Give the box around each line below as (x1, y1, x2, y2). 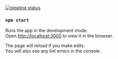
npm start (5, 17, 29, 23)
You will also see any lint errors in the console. (5, 48, 101, 54)
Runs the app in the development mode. (5, 28, 88, 34)
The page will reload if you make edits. (5, 43, 85, 49)
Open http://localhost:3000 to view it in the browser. (5, 33, 113, 39)
